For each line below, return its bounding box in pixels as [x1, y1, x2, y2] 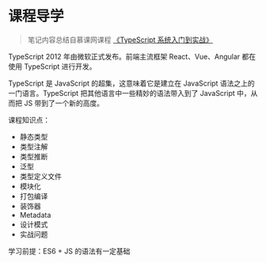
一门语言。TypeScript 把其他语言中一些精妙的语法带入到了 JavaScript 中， [8, 88, 251, 97]
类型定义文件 [19, 171, 62, 181]
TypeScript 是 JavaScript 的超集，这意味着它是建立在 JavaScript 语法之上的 [8, 78, 255, 88]
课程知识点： [8, 115, 50, 124]
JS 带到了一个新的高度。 [23, 98, 104, 108]
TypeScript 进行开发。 [23, 61, 97, 71]
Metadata [19, 210, 51, 219]
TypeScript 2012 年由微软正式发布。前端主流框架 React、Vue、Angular [8, 51, 241, 61]
